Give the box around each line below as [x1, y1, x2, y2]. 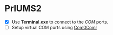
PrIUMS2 [4, 3, 42, 14]
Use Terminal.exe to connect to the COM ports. [11, 19, 109, 25]
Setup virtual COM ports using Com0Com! [11, 25, 97, 30]
